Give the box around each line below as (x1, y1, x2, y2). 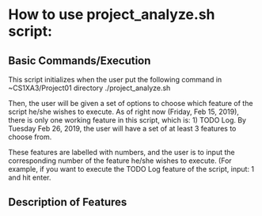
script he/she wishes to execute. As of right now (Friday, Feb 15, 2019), (8, 107, 240, 116)
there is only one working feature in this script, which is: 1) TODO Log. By (8, 116, 247, 124)
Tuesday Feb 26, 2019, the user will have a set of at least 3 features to (8, 124, 237, 133)
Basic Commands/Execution (8, 54, 151, 67)
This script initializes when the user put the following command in (8, 75, 222, 84)
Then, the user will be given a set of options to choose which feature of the (8, 99, 253, 108)
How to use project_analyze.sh (8, 6, 215, 24)
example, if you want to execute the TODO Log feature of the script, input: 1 (8, 165, 255, 173)
